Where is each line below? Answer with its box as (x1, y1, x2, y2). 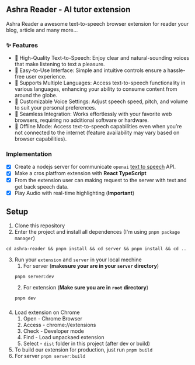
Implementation (6, 150, 53, 158)
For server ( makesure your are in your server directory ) (23, 262, 159, 270)
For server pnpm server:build (14, 353, 86, 360)
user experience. (26, 73, 67, 80)
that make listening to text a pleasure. (14, 61, 105, 68)
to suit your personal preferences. (14, 104, 96, 111)
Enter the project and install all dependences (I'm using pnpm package (14, 228, 180, 236)
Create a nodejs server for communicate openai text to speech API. (14, 163, 176, 170)
